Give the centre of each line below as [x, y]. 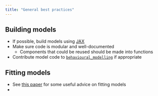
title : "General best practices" [40, 10]
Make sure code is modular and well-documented [63, 47]
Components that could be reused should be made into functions [86, 52]
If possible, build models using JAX [48, 41]
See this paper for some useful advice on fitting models [69, 85]
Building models [31, 30]
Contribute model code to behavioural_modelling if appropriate [77, 57]
